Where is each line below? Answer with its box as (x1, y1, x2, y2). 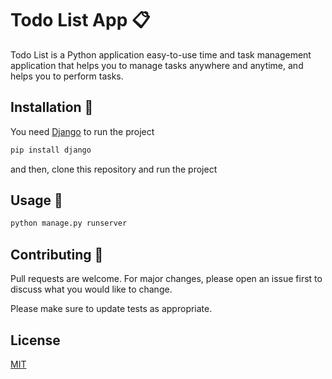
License (10, 332, 61, 349)
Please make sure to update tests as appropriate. (10, 303, 213, 315)
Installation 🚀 (10, 99, 94, 116)
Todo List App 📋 (10, 9, 151, 32)
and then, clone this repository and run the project (10, 163, 218, 175)
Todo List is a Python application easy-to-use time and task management (10, 48, 312, 61)
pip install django (10, 145, 92, 155)
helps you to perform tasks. (10, 70, 124, 82)
